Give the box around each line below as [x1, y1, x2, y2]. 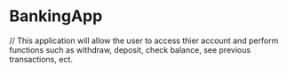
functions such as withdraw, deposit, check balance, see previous [9, 44, 251, 55]
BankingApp [9, 6, 103, 26]
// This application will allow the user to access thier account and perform [9, 35, 279, 46]
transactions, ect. [9, 54, 74, 64]
